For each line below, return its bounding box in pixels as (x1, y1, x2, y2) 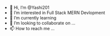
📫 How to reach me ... (9, 26, 55, 31)
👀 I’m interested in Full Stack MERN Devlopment (9, 10, 105, 16)
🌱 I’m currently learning (9, 15, 57, 20)
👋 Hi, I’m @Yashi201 (9, 5, 50, 10)
